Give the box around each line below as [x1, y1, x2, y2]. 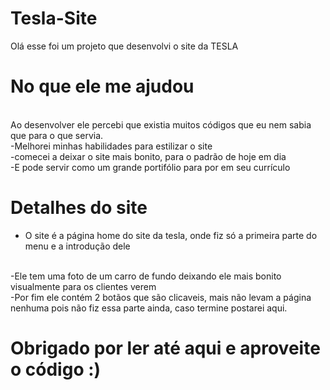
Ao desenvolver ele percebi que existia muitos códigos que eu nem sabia [10, 118, 312, 131]
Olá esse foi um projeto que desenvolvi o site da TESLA [10, 40, 239, 52]
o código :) [10, 358, 102, 381]
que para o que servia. [10, 129, 104, 141]
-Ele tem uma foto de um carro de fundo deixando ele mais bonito [10, 270, 282, 282]
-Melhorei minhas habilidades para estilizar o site [10, 140, 213, 152]
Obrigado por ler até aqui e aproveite [10, 337, 321, 359]
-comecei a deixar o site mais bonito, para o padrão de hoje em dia [10, 150, 287, 162]
